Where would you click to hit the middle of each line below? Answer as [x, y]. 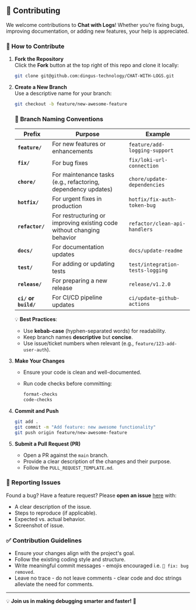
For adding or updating [83, 264]
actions [139, 304]
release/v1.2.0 [150, 285]
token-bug [142, 206]
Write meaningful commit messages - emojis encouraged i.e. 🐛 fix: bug [101, 566]
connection [144, 166]
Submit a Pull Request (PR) [47, 444]
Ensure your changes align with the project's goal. [75, 553]
